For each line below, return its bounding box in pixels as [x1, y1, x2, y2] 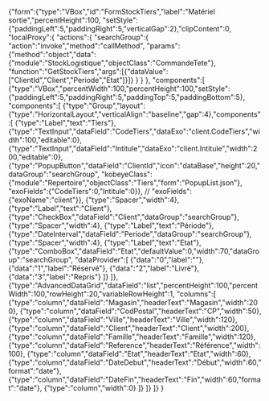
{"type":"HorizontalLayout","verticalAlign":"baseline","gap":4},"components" [8, 110, 261, 119]
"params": [146, 41, 181, 51]
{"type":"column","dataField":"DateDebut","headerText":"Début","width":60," [8, 358, 262, 367]
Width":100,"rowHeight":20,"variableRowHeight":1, [8, 289, 175, 299]
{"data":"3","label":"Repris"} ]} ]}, [8, 272, 119, 281]
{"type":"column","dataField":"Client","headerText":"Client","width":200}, [8, 324, 250, 333]
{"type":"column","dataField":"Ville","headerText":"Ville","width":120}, [8, 315, 238, 325]
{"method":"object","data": [8, 50, 96, 59]
